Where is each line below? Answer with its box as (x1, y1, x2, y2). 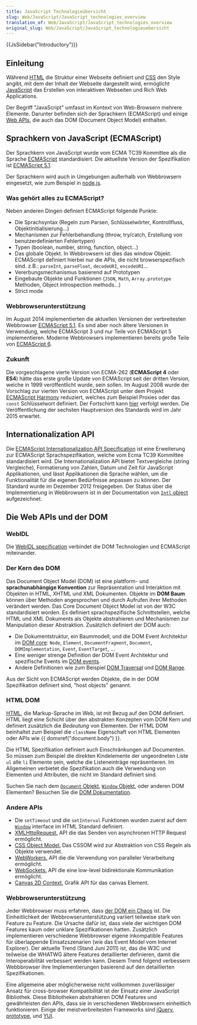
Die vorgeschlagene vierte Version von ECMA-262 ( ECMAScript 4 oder (6, 368, 179, 375)
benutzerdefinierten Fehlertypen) (14, 238, 95, 245)
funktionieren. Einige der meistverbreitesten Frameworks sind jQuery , (6, 1006, 175, 1013)
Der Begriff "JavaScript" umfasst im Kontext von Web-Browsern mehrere (6, 104, 182, 111)
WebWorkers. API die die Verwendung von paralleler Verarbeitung (14, 854, 175, 861)
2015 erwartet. (6, 412, 41, 420)
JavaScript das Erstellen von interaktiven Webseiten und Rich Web (6, 86, 168, 94)
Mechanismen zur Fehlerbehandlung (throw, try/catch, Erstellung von (14, 231, 183, 238)
